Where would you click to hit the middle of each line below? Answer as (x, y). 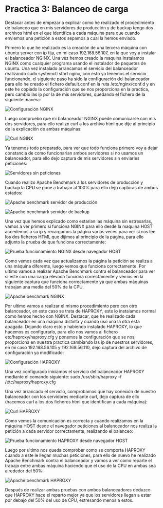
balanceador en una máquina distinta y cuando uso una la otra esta (72, 321)
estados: (14, 193)
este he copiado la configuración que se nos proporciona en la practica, (77, 89)
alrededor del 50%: (24, 471)
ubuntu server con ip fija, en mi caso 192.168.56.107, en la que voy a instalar (81, 53)
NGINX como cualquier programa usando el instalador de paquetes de (75, 63)
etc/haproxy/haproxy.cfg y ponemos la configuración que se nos (70, 337)
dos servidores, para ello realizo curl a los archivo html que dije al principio (80, 124)
